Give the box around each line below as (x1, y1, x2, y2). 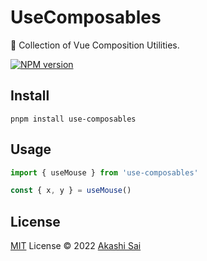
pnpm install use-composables (10, 114, 137, 124)
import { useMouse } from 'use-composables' (10, 167, 199, 178)
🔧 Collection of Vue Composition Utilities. (10, 39, 180, 51)
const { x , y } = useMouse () (10, 186, 132, 196)
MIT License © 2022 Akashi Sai (10, 240, 142, 252)
